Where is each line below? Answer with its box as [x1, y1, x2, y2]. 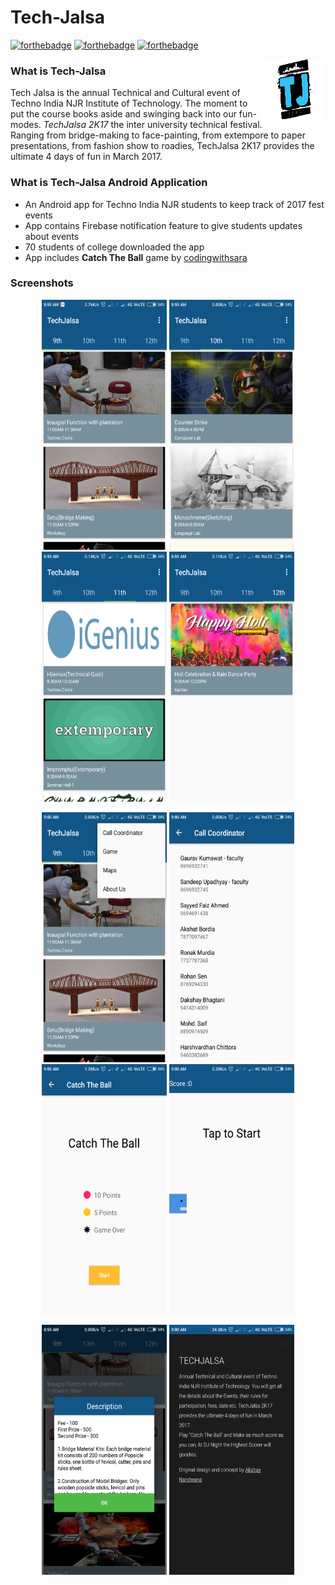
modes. [10, 119, 42, 131]
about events [24, 230, 80, 242]
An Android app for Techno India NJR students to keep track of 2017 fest [24, 198, 325, 210]
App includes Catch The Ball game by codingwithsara [24, 251, 248, 263]
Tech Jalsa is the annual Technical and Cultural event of [10, 87, 241, 99]
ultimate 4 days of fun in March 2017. [10, 151, 163, 163]
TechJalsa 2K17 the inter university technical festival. [43, 119, 263, 131]
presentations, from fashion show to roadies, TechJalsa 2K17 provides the [10, 140, 315, 152]
